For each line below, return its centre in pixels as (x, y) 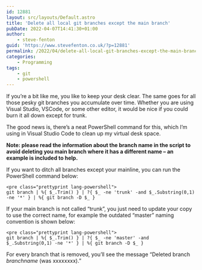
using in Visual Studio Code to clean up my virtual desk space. (84, 134)
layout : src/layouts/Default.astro (51, 17)
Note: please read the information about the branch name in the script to (99, 145)
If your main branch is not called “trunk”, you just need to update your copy (99, 209)
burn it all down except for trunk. (47, 116)
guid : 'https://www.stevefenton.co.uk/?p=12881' (68, 46)
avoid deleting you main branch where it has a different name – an (90, 152)
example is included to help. (42, 158)
